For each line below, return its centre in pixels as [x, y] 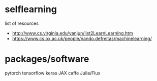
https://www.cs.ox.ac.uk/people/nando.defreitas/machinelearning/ [82, 38]
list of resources [22, 23]
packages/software [47, 59]
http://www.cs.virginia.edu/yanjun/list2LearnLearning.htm [72, 33]
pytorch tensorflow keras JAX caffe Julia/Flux [53, 73]
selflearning [31, 9]
